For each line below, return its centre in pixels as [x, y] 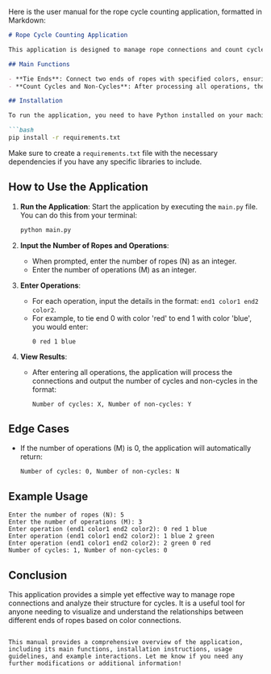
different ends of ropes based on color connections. [95, 620]
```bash [21, 130]
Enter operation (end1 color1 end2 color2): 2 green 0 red [110, 543]
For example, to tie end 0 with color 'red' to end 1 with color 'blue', [142, 318]
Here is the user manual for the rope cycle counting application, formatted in [135, 12]
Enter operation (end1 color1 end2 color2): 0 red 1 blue [108, 529]
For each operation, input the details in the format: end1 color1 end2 [145, 301]
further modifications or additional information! [95, 663]
